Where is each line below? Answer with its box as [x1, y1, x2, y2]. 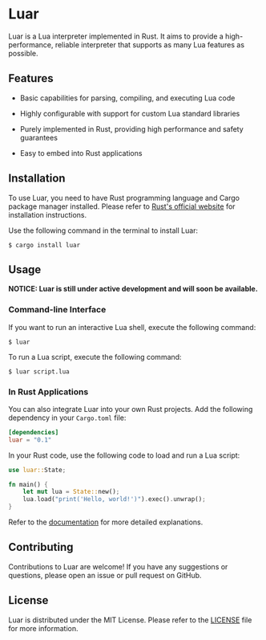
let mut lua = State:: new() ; [22, 487, 120, 496]
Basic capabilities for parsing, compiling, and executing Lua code [19, 93, 236, 103]
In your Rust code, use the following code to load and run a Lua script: [8, 450, 240, 460]
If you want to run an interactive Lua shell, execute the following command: [8, 322, 256, 332]
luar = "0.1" [8, 435, 52, 444]
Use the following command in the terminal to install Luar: [8, 226, 199, 235]
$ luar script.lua [8, 367, 70, 376]
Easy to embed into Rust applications [19, 148, 143, 157]
